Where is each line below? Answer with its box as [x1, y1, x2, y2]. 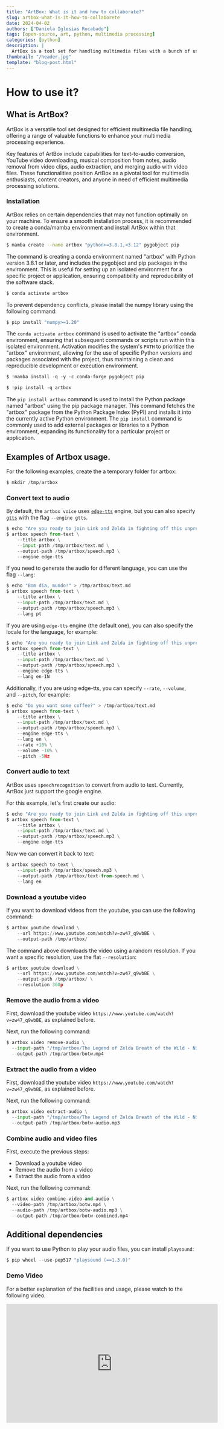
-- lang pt [17, 611, 42, 617]
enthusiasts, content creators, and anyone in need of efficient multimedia [6, 176, 188, 183]
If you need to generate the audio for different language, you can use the [6, 564, 188, 572]
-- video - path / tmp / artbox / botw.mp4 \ [11, 1202, 107, 1208]
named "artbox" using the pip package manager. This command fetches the [6, 402, 195, 410]
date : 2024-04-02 [6, 20, 50, 26]
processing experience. [6, 138, 65, 146]
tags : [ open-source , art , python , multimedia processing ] [6, 31, 155, 37]
